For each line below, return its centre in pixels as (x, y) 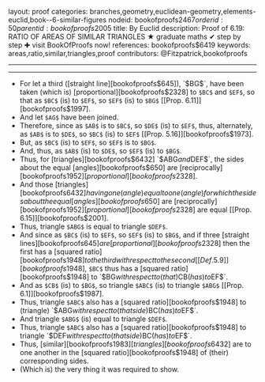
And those (36, 184)
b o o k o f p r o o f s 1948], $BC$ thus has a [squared (96, 269)
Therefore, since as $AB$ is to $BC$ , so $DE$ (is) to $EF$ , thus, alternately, (136, 125)
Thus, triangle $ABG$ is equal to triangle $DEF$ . (93, 226)
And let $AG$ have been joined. (69, 117)
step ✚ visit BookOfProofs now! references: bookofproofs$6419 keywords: (129, 45)
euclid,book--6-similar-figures (58, 20)
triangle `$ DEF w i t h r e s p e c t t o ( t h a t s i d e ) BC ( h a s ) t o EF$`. (106, 336)
